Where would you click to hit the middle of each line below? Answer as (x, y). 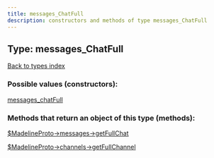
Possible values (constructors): (63, 84)
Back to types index (36, 66)
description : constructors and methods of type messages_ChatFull (107, 20)
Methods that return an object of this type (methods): (101, 118)
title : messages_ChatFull (45, 14)
